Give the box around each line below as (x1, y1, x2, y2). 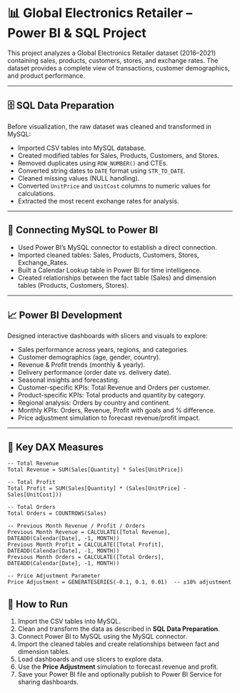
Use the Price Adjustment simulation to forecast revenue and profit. (17, 662, 219, 671)
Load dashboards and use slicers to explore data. (17, 655, 164, 663)
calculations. (17, 189, 56, 198)
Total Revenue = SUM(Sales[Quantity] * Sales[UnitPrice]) (7, 466, 184, 474)
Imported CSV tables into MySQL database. (17, 143, 146, 152)
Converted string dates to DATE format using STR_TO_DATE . (17, 166, 186, 175)
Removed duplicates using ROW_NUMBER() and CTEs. (17, 158, 168, 167)
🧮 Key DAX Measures (7, 441, 104, 453)
